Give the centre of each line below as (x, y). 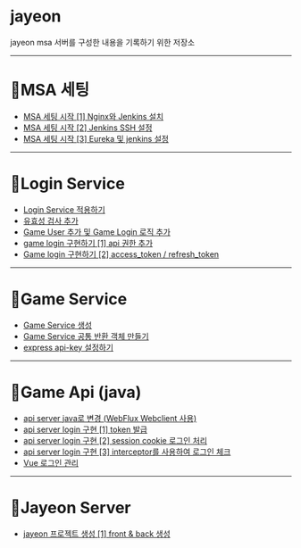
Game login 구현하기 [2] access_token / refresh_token (121, 254)
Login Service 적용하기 (64, 209)
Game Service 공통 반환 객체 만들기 (86, 336)
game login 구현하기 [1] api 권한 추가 (88, 243)
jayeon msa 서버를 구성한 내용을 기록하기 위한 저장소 (103, 42)
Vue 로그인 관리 (51, 462)
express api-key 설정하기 (68, 347)
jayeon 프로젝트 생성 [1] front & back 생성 (96, 534)
